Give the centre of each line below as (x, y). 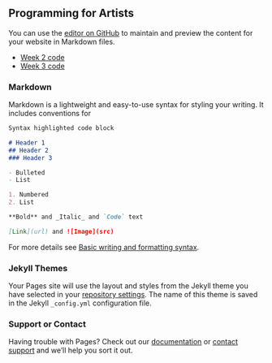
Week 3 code (42, 66)
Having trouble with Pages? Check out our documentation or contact (123, 342)
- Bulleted (27, 173)
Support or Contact (47, 324)
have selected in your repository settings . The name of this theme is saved (133, 295)
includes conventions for (50, 114)
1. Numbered (28, 195)
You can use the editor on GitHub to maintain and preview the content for (131, 32)
